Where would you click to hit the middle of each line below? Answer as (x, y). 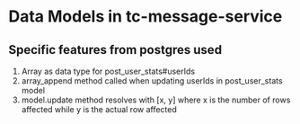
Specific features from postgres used (115, 50)
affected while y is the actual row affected (99, 109)
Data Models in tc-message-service (146, 17)
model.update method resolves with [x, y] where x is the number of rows (156, 100)
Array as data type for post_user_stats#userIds (108, 71)
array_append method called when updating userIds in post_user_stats (152, 81)
